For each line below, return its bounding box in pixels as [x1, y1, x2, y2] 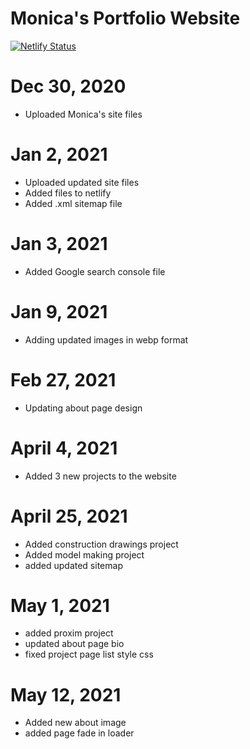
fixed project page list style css [24, 648, 154, 661]
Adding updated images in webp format [24, 333, 189, 346]
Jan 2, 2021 [10, 143, 108, 166]
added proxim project [24, 627, 114, 639]
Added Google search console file [24, 265, 166, 277]
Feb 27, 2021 [10, 368, 117, 391]
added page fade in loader [24, 727, 135, 739]
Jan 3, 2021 [10, 233, 108, 255]
